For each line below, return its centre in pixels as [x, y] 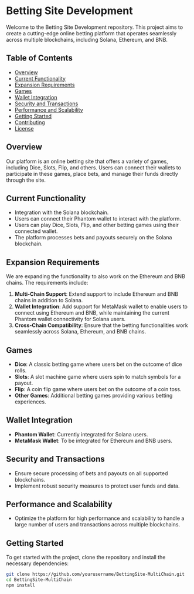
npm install [21, 585]
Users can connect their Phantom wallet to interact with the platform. [98, 219]
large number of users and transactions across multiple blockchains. [97, 525]
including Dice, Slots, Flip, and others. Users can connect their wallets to [94, 167]
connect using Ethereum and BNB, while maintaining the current [92, 313]
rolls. [21, 371]
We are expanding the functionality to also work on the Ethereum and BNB [96, 276]
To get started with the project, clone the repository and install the [86, 558]
